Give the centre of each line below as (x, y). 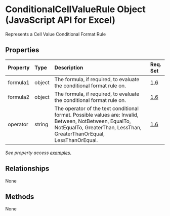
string (41, 124)
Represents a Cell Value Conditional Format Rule (56, 34)
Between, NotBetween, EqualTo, (93, 121)
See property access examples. (38, 153)
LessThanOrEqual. (76, 140)
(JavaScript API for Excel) (60, 20)
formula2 (19, 97)
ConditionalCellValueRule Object (75, 9)
